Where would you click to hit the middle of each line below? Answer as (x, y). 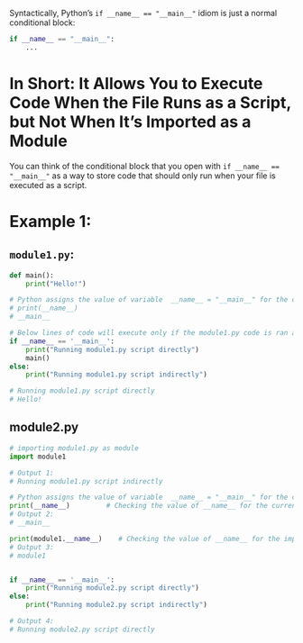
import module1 (38, 457)
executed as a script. (48, 185)
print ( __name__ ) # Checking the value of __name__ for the (139, 506)
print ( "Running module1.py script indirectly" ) (116, 375)
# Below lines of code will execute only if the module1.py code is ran (149, 333)
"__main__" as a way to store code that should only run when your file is (143, 176)
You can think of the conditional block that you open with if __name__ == (144, 166)
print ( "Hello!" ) (56, 284)
